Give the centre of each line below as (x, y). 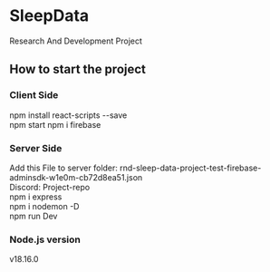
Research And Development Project (76, 41)
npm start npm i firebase (55, 124)
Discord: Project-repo (50, 187)
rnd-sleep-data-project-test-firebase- (190, 168)
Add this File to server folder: (63, 168)
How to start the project (78, 69)
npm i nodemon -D (44, 206)
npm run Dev (34, 216)
